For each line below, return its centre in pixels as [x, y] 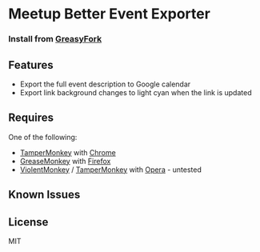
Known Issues [44, 195]
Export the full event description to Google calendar [105, 84]
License [28, 222]
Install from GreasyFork [55, 39]
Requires [31, 118]
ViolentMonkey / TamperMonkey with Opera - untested [111, 170]
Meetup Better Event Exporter [109, 14]
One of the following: [43, 137]
